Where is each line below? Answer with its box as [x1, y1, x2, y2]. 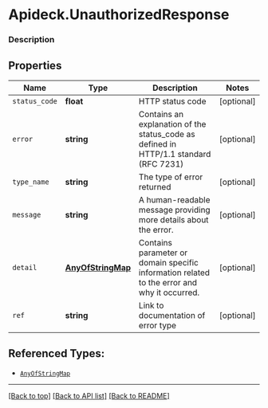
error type [138, 320, 177, 331]
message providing [138, 204, 211, 215]
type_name [12, 177, 49, 186]
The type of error [138, 171, 203, 182]
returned [138, 181, 171, 192]
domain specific [138, 257, 199, 268]
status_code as [138, 128, 195, 139]
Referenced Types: [8, 347, 105, 360]
